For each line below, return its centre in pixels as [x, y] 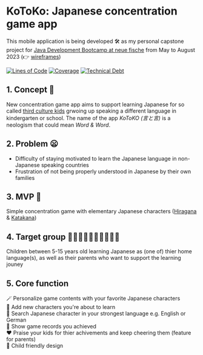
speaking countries [65, 165]
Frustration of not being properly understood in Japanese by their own [103, 171]
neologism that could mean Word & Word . [58, 125]
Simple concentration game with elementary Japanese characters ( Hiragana [101, 211]
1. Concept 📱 [30, 90]
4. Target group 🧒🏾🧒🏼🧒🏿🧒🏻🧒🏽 [63, 237]
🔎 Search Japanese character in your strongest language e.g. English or [96, 314]
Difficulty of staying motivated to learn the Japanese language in [96, 158]
